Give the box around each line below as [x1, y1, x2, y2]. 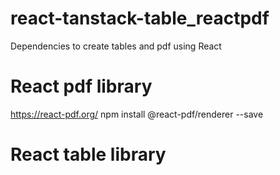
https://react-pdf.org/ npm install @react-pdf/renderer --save [10, 108, 264, 120]
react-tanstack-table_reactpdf [10, 7, 270, 30]
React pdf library [10, 75, 153, 98]
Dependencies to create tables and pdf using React [10, 40, 222, 52]
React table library [10, 143, 167, 166]
